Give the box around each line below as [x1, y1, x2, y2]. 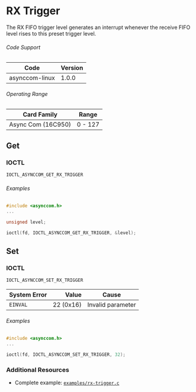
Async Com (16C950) [9, 120, 72, 128]
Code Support [6, 43, 41, 51]
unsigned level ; [6, 219, 46, 225]
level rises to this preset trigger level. [6, 30, 97, 37]
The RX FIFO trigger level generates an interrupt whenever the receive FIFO [6, 24, 191, 31]
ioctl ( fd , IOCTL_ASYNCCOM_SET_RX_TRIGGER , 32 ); [6, 352, 126, 358]
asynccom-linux [9, 74, 55, 82]
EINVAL [9, 301, 28, 309]
